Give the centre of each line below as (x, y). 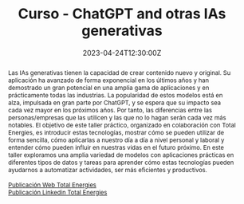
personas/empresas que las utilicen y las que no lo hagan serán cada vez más (117, 118)
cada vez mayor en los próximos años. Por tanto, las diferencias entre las (110, 110)
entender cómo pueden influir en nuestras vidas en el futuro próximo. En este (116, 147)
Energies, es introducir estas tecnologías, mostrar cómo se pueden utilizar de (116, 132)
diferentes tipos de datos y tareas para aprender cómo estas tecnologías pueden (121, 162)
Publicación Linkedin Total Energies (57, 192)
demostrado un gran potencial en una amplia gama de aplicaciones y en (108, 87)
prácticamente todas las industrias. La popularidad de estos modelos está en (115, 95)
